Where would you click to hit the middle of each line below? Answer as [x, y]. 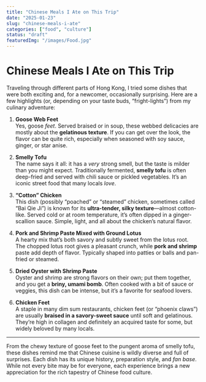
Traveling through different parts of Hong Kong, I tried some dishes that [97, 88]
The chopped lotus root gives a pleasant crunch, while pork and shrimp [106, 246]
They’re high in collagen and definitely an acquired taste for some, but [104, 322]
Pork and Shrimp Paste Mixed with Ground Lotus [78, 233]
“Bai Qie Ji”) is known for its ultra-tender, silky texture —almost [96, 208]
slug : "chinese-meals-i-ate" [44, 23]
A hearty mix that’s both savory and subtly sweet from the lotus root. [102, 239]
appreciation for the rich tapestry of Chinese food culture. [79, 372]
